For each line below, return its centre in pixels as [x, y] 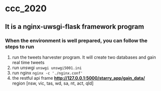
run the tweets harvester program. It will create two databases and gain [84, 57]
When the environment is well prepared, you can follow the [76, 41]
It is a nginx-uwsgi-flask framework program [75, 27]
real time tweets [28, 62]
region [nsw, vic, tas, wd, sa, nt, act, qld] [53, 83]
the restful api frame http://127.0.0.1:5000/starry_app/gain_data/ [79, 78]
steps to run [20, 46]
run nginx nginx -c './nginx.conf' [47, 73]
